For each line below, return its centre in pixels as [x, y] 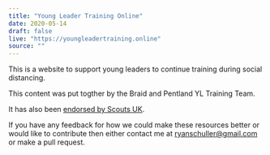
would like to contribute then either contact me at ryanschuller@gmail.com [133, 134]
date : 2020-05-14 [38, 24]
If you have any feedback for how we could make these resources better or [134, 125]
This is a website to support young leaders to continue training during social [135, 69]
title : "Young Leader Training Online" [76, 16]
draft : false [30, 31]
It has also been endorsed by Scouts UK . [77, 110]
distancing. [27, 78]
